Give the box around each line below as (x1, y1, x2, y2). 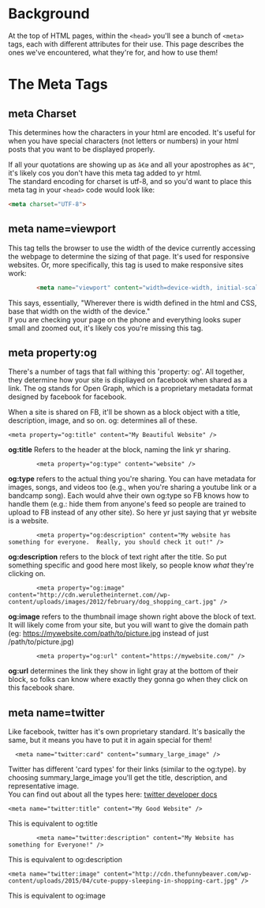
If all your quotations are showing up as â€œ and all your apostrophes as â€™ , (8, 160, 256, 169)
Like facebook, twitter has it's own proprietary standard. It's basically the (8, 727, 246, 737)
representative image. (8, 782, 80, 791)
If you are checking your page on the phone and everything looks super (8, 315, 242, 324)
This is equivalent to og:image (8, 891, 106, 901)
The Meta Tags (8, 76, 108, 93)
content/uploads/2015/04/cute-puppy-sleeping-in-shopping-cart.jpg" (8, 877, 238, 885)
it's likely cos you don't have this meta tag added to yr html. (8, 168, 203, 178)
